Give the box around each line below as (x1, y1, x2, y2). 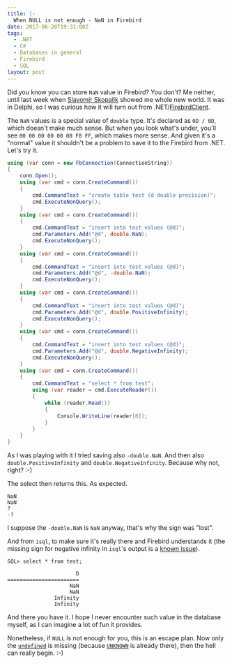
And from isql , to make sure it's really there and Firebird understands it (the (7, 537, 226, 545)
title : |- (7, 10, 36, 17)
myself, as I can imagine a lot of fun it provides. (7, 621, 143, 628)
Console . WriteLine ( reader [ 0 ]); (56, 413, 148, 420)
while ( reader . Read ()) (44, 399, 111, 406)
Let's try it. (7, 146, 38, 154)
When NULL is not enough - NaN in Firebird (13, 17, 141, 24)
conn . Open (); (20, 172, 58, 179)
